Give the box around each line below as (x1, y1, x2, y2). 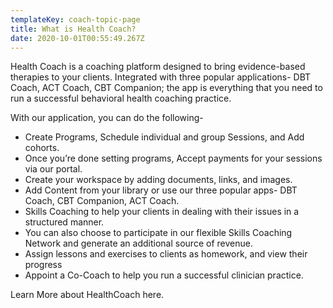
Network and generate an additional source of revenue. (24, 237, 253, 250)
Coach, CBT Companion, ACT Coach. (24, 195, 180, 207)
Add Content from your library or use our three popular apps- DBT (24, 184, 298, 196)
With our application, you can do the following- (10, 112, 204, 124)
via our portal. (24, 163, 83, 175)
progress (24, 259, 63, 271)
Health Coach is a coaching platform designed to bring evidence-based (10, 61, 306, 73)
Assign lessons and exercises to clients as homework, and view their (24, 248, 308, 260)
